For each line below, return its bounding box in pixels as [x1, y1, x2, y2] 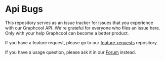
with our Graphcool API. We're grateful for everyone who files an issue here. [5, 25, 161, 30]
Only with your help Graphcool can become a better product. [5, 30, 129, 36]
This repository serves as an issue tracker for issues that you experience [5, 20, 153, 26]
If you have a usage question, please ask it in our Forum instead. [5, 49, 136, 55]
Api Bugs [5, 3, 43, 15]
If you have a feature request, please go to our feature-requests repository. [5, 39, 158, 45]
